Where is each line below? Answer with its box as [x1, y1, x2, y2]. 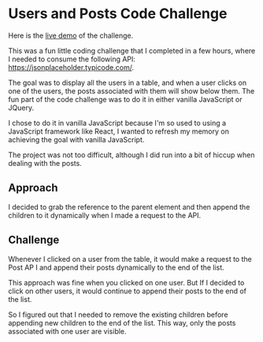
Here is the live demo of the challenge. [8, 31, 134, 40]
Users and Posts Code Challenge [8, 5, 228, 23]
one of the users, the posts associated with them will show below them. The [8, 86, 255, 95]
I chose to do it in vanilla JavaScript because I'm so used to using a [8, 118, 227, 127]
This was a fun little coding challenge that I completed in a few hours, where [8, 46, 256, 55]
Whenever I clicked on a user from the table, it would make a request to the [8, 254, 252, 263]
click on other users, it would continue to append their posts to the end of [8, 286, 246, 296]
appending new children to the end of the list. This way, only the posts [8, 318, 236, 327]
